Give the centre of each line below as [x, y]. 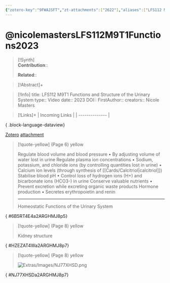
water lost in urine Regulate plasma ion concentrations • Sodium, [85, 159]
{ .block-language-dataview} [35, 125]
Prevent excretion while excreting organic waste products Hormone [88, 186]
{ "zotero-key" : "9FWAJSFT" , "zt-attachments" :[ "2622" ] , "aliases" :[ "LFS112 [83, 10]
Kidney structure [35, 235]
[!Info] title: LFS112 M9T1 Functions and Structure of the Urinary [84, 95]
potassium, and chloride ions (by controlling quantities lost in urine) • [90, 165]
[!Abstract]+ [30, 84]
